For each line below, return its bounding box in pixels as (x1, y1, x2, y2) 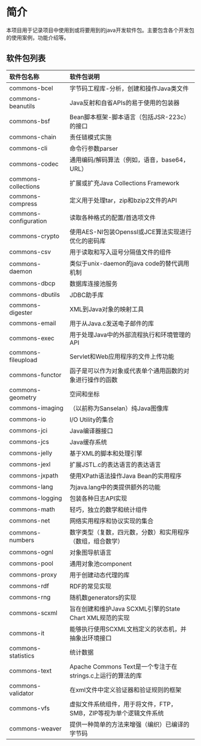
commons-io (9, 415, 47, 423)
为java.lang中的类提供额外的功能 (69, 483, 161, 491)
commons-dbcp (9, 279, 56, 287)
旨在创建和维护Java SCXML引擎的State (69, 604, 181, 613)
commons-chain (9, 133, 57, 141)
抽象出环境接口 (69, 634, 112, 642)
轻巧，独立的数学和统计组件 (69, 505, 148, 514)
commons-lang (9, 482, 53, 491)
